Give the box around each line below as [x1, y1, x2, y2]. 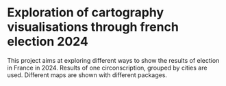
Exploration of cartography [7, 5, 164, 20]
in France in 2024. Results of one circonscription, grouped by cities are [7, 63, 208, 72]
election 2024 [7, 34, 89, 49]
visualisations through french [7, 19, 179, 35]
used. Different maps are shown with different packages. [7, 70, 168, 79]
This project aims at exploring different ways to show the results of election [7, 56, 220, 64]
